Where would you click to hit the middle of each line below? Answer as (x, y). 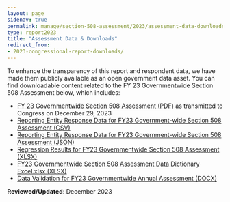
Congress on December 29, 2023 (64, 113)
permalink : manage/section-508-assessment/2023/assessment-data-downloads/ (117, 26)
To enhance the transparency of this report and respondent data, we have (111, 71)
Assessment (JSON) (46, 142)
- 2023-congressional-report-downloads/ (66, 52)
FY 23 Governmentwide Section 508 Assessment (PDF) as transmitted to (120, 106)
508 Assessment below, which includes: (64, 92)
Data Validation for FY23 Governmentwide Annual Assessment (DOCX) (117, 178)
